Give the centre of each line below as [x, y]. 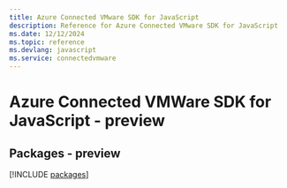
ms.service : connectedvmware [63, 58]
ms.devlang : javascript [53, 50]
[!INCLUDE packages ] [49, 174]
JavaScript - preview [87, 121]
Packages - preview [65, 153]
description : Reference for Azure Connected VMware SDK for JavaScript [143, 26]
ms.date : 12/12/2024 [47, 34]
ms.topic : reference [47, 42]
